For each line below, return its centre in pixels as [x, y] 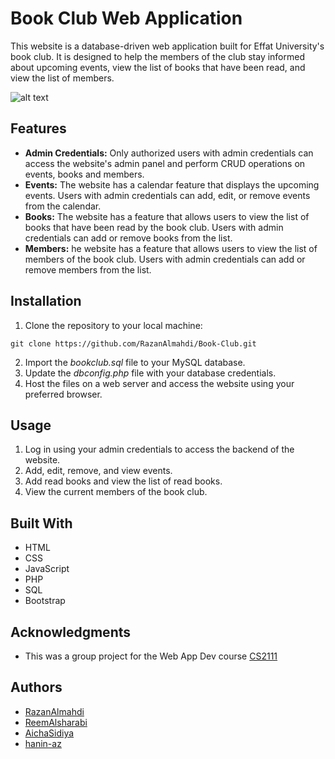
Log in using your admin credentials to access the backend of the [159, 449]
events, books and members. [84, 174]
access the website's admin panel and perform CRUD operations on [165, 163]
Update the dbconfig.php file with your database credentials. [150, 373]
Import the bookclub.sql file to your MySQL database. [135, 362]
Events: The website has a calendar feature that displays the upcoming [172, 184]
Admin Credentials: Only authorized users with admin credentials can [169, 153]
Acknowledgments [71, 632]
